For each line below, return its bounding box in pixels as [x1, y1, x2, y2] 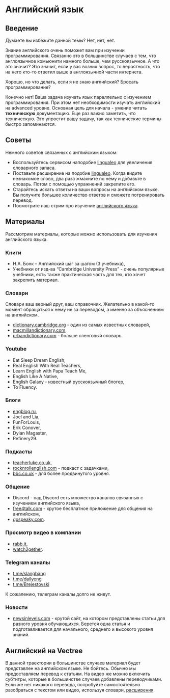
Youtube [5, 345, 27, 353]
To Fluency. [12, 384, 37, 390]
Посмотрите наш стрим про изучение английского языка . [12, 202, 139, 208]
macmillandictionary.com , [12, 327, 67, 333]
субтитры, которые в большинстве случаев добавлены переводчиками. [5, 676, 162, 682]
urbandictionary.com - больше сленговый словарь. [12, 333, 123, 339]
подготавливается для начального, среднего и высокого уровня [12, 626, 154, 632]
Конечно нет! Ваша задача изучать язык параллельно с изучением [5, 94, 152, 100]
